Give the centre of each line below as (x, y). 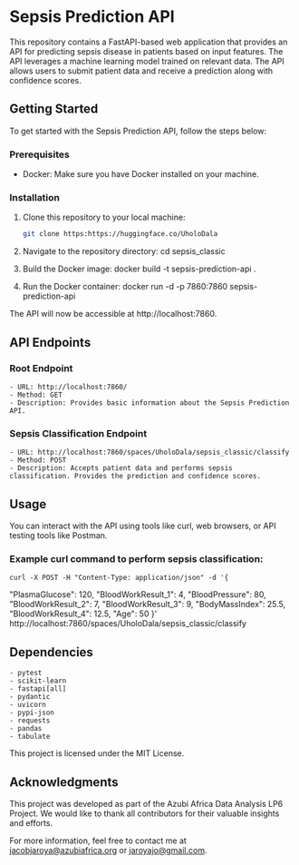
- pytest (26, 673)
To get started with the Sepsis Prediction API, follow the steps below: (138, 131)
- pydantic (30, 697)
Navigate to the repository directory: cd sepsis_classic (124, 251)
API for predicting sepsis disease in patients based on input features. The (146, 51)
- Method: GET (36, 395)
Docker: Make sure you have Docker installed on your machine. (141, 174)
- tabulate (30, 737)
